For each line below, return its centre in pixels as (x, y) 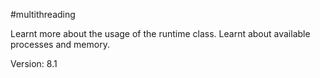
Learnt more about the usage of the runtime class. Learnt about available (160, 33)
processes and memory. (60, 44)
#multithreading (43, 14)
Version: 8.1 (34, 63)
